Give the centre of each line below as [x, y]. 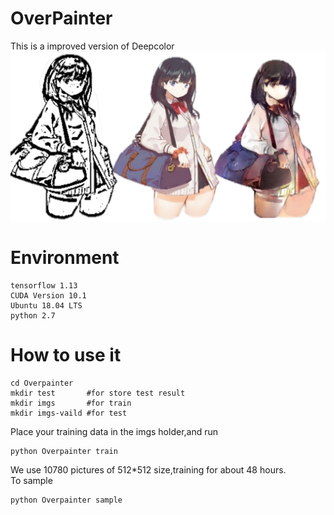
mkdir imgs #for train [71, 403]
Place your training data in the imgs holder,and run [114, 431]
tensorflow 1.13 [44, 285]
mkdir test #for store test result [98, 393]
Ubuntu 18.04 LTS [46, 305]
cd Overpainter [42, 383]
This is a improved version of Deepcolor [92, 46]
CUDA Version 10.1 [48, 295]
